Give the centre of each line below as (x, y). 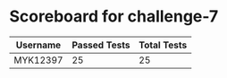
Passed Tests (101, 45)
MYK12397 (38, 60)
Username (38, 45)
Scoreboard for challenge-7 (114, 17)
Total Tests (163, 45)
